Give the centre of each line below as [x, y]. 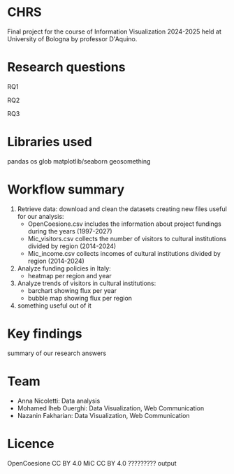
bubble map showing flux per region [80, 298]
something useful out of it [54, 306]
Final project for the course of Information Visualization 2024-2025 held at [115, 31]
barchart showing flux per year [72, 290]
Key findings [45, 333]
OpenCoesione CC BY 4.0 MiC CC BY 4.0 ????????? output [92, 463]
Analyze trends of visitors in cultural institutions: [87, 283]
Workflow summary [66, 189]
